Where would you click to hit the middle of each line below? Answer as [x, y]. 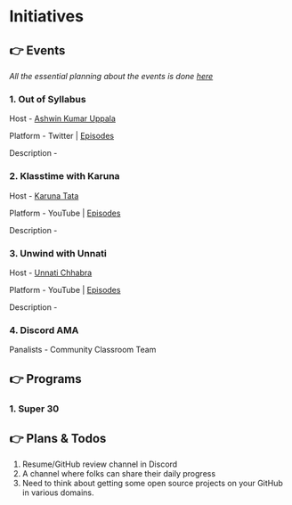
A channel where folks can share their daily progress [119, 474]
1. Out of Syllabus [48, 99]
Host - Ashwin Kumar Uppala [62, 118]
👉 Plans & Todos [58, 438]
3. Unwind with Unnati [58, 253]
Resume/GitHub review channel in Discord [100, 464]
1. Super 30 [34, 409]
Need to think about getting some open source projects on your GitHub [152, 484]
